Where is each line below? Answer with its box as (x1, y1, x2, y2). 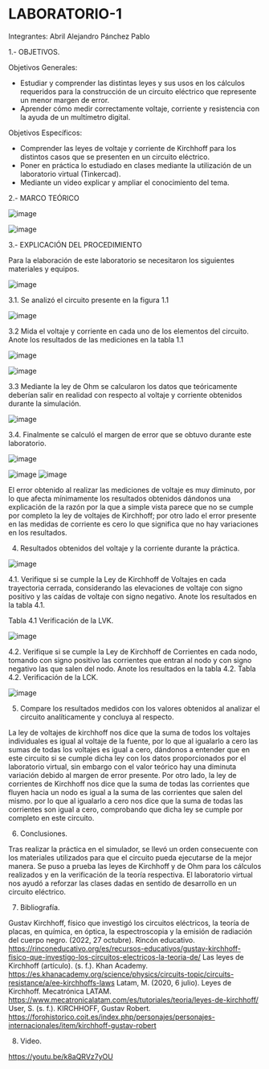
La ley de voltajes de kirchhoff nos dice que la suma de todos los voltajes (8, 727, 251, 737)
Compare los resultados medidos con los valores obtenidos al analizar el (19, 703, 260, 713)
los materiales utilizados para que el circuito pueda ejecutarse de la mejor (8, 853, 253, 862)
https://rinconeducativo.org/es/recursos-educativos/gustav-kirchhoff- (8, 944, 241, 953)
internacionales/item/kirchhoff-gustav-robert (8, 1020, 157, 1030)
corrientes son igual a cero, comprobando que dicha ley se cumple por (8, 805, 243, 814)
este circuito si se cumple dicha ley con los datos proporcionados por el (8, 753, 247, 763)
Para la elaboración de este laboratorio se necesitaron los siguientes (8, 255, 235, 265)
